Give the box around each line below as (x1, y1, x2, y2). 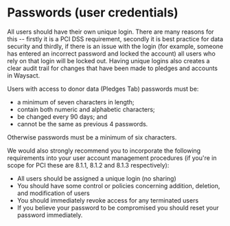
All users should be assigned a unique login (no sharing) (16, 174, 176, 183)
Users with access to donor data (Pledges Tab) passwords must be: (7, 84, 199, 93)
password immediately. (16, 211, 83, 219)
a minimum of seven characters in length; (16, 98, 135, 106)
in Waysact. (7, 71, 41, 80)
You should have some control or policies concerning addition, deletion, (16, 181, 220, 190)
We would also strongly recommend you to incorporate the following (7, 146, 201, 155)
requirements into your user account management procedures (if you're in (7, 153, 218, 162)
